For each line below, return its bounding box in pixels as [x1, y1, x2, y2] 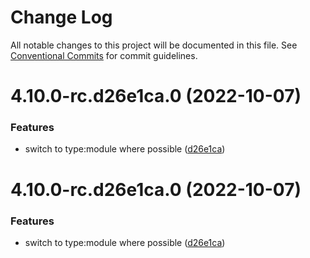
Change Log [10, 6, 113, 29]
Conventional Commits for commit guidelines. [10, 49, 198, 61]
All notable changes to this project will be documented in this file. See [10, 39, 298, 51]
